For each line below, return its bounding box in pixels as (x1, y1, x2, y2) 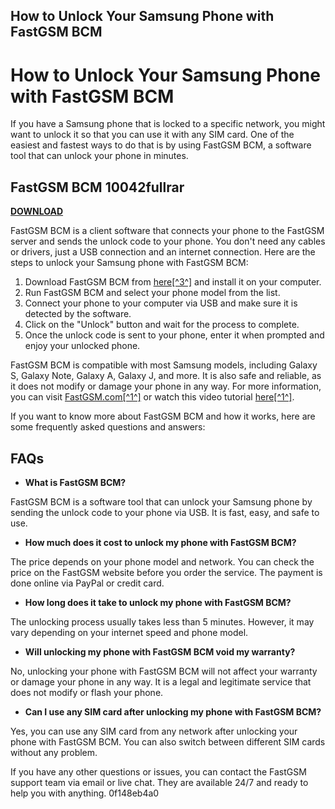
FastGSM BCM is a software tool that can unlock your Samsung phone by (10, 495, 313, 508)
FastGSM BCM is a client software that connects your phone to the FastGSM (10, 225, 325, 237)
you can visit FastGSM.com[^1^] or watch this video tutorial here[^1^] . (10, 391, 295, 403)
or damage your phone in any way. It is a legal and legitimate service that (10, 675, 312, 688)
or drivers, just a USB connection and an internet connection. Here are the (10, 246, 316, 258)
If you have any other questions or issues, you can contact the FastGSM (10, 765, 307, 778)
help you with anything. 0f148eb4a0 (10, 787, 160, 799)
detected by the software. (24, 308, 132, 320)
